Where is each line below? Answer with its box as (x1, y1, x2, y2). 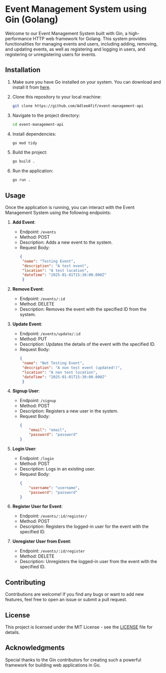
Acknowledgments (5, 644, 65, 652)
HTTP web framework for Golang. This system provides (33, 36, 147, 42)
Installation (5, 66, 41, 74)
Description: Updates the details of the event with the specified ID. (19, 341, 156, 347)
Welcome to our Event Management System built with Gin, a (5, 30, 128, 36)
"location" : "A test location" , (22, 268, 89, 273)
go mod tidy (12, 140, 37, 146)
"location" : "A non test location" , (22, 370, 98, 375)
